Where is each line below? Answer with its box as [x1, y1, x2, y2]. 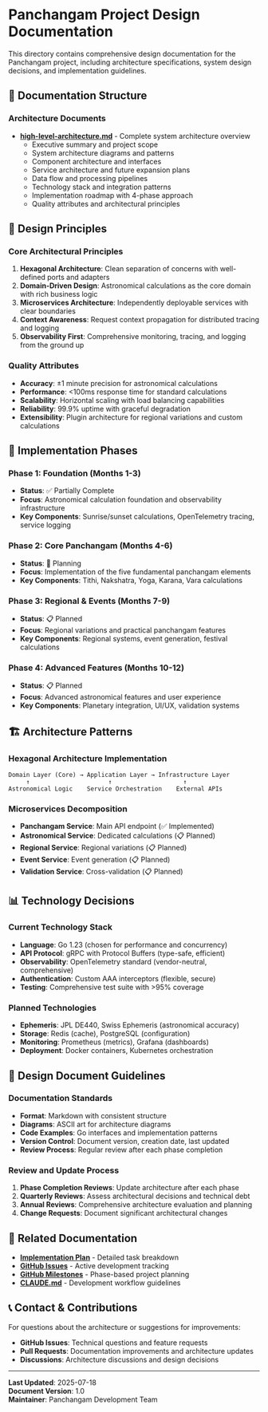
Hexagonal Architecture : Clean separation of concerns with [19, 264, 219, 274]
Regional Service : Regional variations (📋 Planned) [19, 843, 187, 853]
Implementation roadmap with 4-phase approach [31, 190, 194, 200]
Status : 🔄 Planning [19, 558, 82, 568]
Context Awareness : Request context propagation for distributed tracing [19, 315, 260, 325]
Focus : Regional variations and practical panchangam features [19, 625, 226, 635]
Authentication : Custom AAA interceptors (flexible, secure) [19, 973, 216, 983]
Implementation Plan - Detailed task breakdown [19, 1252, 179, 1262]
